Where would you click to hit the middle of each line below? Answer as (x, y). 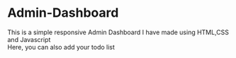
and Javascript (29, 39)
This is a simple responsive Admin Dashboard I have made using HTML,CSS (118, 32)
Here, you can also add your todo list (61, 47)
